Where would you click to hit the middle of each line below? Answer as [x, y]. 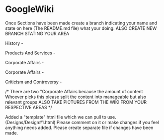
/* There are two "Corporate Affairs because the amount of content [74, 91]
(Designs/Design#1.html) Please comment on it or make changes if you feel [82, 122]
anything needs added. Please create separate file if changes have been [79, 128]
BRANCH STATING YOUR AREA [37, 33]
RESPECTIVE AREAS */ [29, 107]
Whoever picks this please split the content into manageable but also [76, 97]
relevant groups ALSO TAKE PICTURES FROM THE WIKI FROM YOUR [76, 102]
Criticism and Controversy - [34, 82]
